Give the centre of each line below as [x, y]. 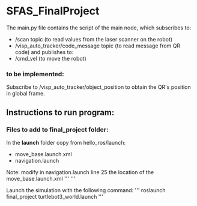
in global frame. [26, 94]
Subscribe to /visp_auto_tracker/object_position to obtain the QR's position [98, 87]
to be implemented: [35, 74]
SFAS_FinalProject [53, 11]
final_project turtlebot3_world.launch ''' [55, 196]
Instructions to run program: [60, 112]
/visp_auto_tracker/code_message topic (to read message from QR [98, 46]
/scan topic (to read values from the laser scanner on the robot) [94, 39]
